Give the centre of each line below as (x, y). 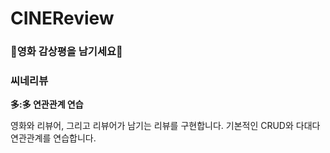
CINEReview (62, 18)
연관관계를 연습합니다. (53, 138)
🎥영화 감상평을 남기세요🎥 (66, 52)
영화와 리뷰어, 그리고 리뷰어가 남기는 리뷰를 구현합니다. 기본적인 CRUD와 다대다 (165, 126)
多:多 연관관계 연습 (47, 104)
